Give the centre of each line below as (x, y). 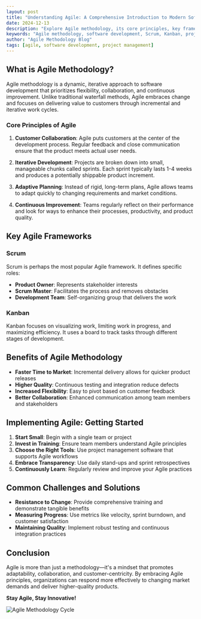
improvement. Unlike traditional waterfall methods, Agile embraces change (98, 97)
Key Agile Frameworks (49, 237)
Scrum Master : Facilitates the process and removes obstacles (92, 291)
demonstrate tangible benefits (52, 509)
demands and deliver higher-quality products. (63, 587)
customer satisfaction (42, 521)
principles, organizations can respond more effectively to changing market (98, 580)
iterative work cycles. (32, 109)
